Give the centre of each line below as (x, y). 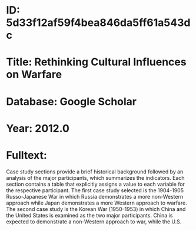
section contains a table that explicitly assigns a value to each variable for (96, 184)
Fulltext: (26, 155)
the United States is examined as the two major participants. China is (89, 215)
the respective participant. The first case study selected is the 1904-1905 (95, 190)
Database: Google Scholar (72, 101)
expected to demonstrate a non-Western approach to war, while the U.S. (94, 222)
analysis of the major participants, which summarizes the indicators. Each (95, 178)
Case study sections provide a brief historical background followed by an (95, 172)
